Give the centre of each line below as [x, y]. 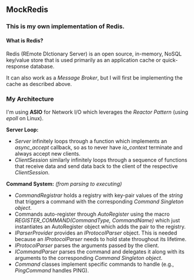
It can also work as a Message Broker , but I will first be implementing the [94, 78]
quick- [170, 60]
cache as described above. [39, 84]
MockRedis [27, 10]
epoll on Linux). [25, 118]
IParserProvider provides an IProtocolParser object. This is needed [96, 233]
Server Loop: [22, 130]
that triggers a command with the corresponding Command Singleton [99, 201]
